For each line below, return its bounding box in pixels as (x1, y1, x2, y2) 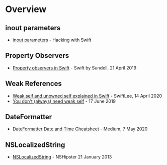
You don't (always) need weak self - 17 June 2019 (12, 98, 116, 104)
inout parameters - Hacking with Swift (12, 37, 92, 43)
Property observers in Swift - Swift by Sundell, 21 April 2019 (12, 64, 137, 71)
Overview (5, 4, 47, 15)
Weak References (5, 79, 62, 88)
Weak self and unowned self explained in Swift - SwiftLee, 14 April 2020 (12, 93, 162, 99)
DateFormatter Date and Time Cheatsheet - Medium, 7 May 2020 (12, 126, 148, 132)
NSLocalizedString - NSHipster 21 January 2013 (12, 154, 112, 160)
